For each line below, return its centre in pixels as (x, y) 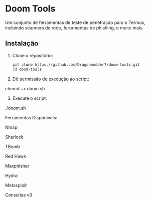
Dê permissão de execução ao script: (51, 79)
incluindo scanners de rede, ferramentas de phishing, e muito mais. (74, 27)
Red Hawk (16, 156)
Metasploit (16, 185)
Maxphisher (17, 166)
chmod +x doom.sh (25, 88)
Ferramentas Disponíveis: (31, 117)
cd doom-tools (27, 69)
